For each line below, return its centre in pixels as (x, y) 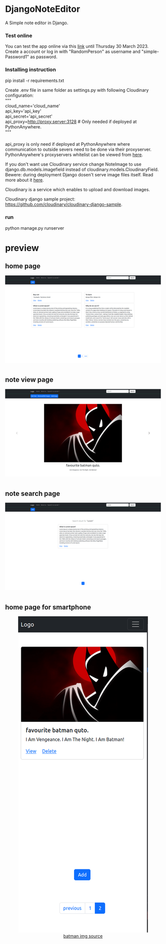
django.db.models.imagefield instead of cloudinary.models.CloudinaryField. (82, 169)
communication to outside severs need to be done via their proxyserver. (78, 150)
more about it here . (25, 180)
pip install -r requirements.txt (35, 81)
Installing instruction (31, 70)
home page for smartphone (48, 607)
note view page (29, 380)
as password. (44, 57)
